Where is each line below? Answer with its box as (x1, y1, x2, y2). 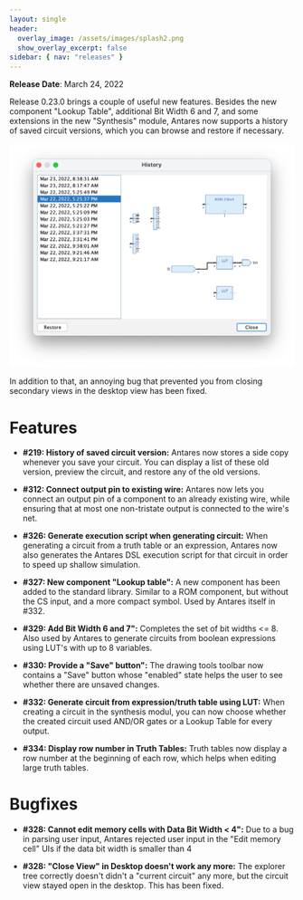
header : (9, 24, 39, 34)
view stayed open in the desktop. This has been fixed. (22, 880, 224, 891)
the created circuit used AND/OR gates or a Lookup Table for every (22, 716, 273, 727)
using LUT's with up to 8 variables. (22, 643, 153, 654)
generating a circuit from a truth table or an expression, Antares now (22, 540, 278, 551)
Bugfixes (9, 794, 79, 815)
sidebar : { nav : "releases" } (9, 53, 124, 62)
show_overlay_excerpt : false (17, 43, 128, 53)
